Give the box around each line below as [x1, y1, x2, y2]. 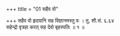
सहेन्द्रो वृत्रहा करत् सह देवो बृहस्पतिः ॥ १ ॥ [6, 24, 85, 30]
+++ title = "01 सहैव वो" [6, 6, 59, 12]
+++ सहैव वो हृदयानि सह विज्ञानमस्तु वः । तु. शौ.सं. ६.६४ [6, 17, 115, 24]
